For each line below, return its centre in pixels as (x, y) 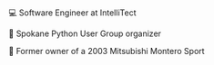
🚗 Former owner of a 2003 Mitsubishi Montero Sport (107, 51)
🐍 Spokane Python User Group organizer (85, 33)
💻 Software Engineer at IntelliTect (72, 13)
